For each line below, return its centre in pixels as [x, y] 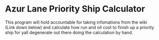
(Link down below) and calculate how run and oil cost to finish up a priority [79, 27]
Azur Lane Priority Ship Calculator [75, 9]
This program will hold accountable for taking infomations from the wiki [76, 22]
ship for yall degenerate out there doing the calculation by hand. [69, 32]
